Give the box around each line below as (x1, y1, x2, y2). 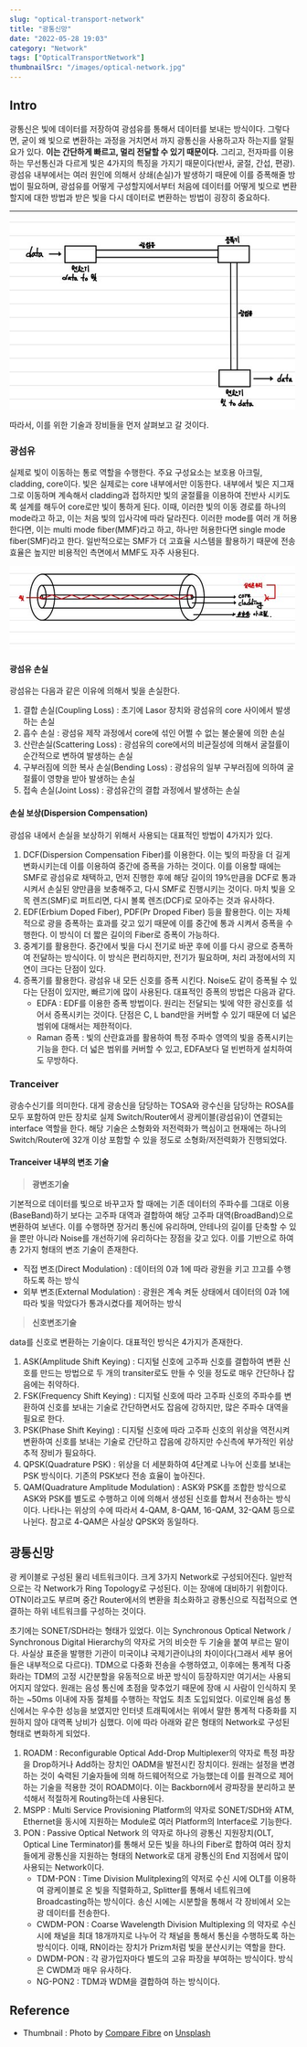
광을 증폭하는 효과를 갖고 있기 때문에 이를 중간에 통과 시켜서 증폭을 (47, 917, 284, 928)
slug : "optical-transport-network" (9, 15, 145, 24)
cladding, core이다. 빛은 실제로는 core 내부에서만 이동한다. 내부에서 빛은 (9, 478, 270, 489)
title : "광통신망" (9, 24, 72, 34)
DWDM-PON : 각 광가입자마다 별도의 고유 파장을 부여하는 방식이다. (36, 1953, 277, 1964)
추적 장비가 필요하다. (22, 1447, 97, 1458)
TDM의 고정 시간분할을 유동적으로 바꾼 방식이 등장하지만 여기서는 (33, 1670, 267, 1681)
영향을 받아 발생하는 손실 (47, 773, 135, 784)
